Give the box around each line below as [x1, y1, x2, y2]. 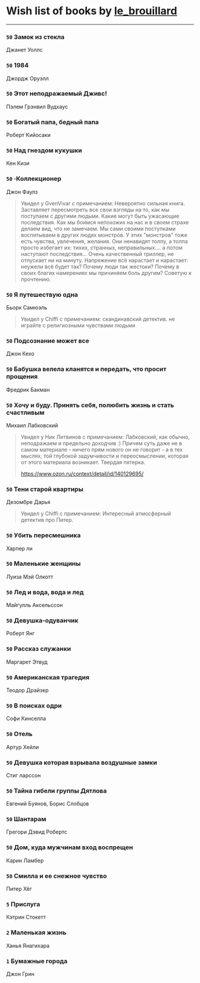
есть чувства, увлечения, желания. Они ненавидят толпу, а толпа [20, 237, 188, 245]
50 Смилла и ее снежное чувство [6, 872, 107, 880]
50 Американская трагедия [6, 673, 90, 681]
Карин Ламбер [6, 857, 44, 864]
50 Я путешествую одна [6, 290, 79, 299]
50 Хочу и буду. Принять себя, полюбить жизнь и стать [6, 400, 174, 409]
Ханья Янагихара [6, 942, 50, 949]
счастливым [6, 408, 45, 417]
